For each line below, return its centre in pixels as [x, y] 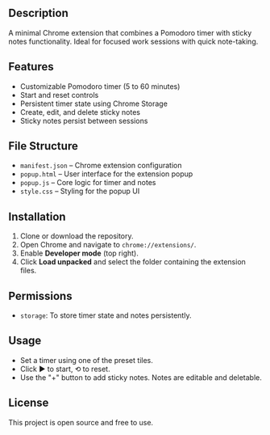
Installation [37, 216]
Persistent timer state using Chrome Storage [93, 103]
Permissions [40, 296]
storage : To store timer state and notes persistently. [106, 315]
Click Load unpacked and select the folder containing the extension [133, 262]
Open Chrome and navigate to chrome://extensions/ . [108, 245]
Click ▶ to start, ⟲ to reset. [65, 369]
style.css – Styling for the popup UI [80, 191]
